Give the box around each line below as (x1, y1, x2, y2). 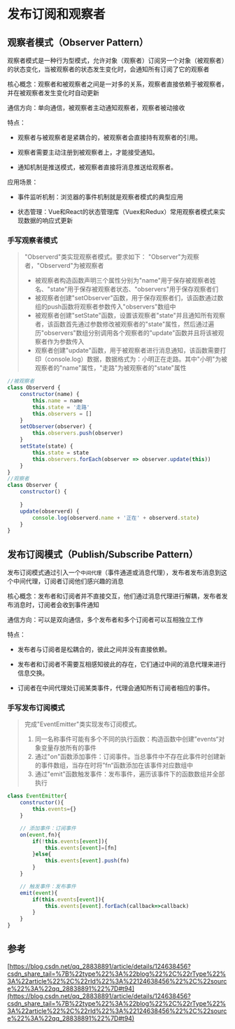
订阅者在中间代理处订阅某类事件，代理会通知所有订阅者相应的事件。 (17, 683, 214, 693)
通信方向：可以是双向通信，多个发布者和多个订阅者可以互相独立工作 (7, 616, 204, 624)
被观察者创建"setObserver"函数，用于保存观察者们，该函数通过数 (34, 294, 224, 302)
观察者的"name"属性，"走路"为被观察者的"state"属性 (34, 364, 187, 372)
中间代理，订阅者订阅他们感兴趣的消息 (13, 577, 124, 586)
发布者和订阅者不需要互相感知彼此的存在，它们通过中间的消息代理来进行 (17, 660, 226, 669)
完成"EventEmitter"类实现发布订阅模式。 (24, 720, 141, 728)
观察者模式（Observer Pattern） (7, 36, 149, 48)
